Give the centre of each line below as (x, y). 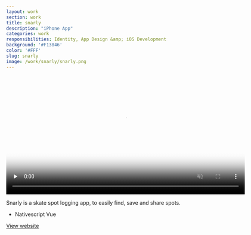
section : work (24, 17)
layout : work (22, 12)
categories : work (28, 34)
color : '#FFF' (24, 51)
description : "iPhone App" (40, 28)
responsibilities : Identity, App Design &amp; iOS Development (86, 39)
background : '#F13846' (34, 45)
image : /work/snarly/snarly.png (46, 61)
